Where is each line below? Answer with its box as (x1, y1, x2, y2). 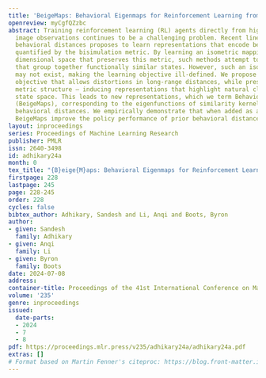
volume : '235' (8, 292, 55, 300)
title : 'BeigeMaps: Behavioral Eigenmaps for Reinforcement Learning (8, 11, 243, 20)
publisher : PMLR (8, 136, 62, 145)
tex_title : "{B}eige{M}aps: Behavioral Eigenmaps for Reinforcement (8, 166, 239, 174)
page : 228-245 (8, 188, 55, 197)
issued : (8, 306, 34, 314)
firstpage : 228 (8, 174, 59, 182)
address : (8, 277, 37, 285)
